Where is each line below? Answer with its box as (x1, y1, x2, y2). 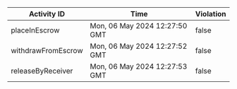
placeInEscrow (11, 25, 60, 35)
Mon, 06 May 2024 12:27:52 (90, 42, 188, 51)
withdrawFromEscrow (11, 46, 83, 55)
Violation (195, 9, 226, 18)
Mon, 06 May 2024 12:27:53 (90, 61, 188, 71)
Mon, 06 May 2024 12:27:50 (90, 21, 188, 30)
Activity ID (28, 9, 66, 18)
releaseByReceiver (11, 66, 73, 76)
